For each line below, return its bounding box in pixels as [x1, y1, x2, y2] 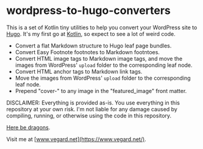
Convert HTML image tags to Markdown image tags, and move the [15, 55, 183, 62]
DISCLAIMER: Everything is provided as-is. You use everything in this [6, 99, 180, 106]
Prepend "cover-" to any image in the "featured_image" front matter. [15, 87, 187, 94]
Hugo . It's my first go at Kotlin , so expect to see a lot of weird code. [6, 30, 176, 37]
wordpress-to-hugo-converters [6, 4, 171, 18]
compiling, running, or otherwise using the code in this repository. [6, 112, 172, 119]
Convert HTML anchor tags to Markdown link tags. [15, 68, 143, 75]
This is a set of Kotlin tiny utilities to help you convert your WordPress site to [6, 24, 198, 31]
